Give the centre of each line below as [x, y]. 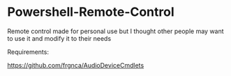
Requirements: [28, 52]
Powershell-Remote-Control [91, 12]
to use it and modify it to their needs [59, 38]
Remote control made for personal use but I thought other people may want [116, 31]
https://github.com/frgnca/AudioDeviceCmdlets [76, 65]
